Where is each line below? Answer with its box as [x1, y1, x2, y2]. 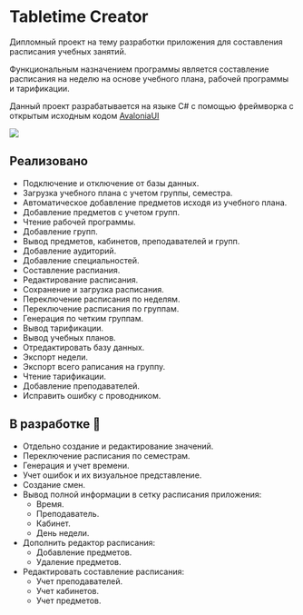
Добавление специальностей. [22, 254, 140, 265]
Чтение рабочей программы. [22, 216, 136, 227]
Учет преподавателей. [35, 575, 123, 587]
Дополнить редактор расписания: [22, 537, 156, 548]
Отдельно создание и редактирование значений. [22, 441, 214, 451]
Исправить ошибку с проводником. [22, 390, 161, 401]
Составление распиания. [22, 264, 121, 275]
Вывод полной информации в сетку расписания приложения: [22, 489, 262, 500]
